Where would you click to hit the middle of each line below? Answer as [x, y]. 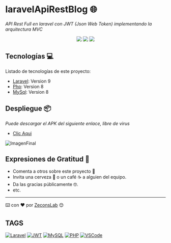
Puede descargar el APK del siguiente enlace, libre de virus [67, 123]
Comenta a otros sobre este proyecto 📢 [54, 171]
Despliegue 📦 [28, 109]
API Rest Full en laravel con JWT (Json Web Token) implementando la [79, 23]
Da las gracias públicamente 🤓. [46, 184]
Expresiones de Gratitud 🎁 [48, 159]
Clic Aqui [22, 133]
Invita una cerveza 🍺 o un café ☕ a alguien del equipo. [69, 177]
